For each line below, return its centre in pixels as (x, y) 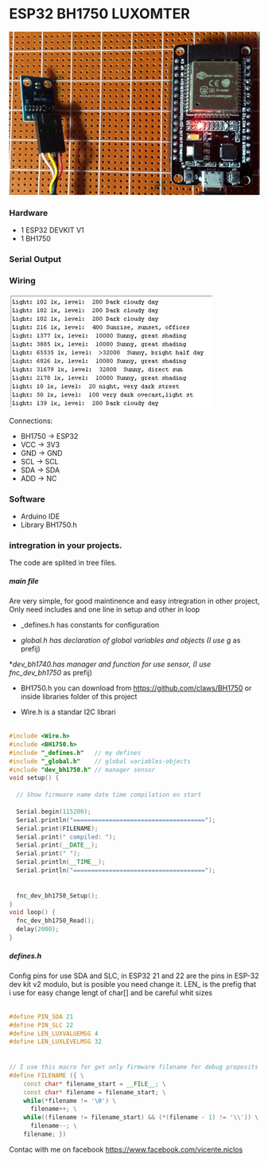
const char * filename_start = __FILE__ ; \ (95, 1084)
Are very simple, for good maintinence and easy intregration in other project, (134, 601)
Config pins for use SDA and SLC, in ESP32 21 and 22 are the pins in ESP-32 (134, 976)
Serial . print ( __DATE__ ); (57, 845)
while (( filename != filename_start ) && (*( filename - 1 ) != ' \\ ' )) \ (141, 1117)
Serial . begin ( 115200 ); (54, 812)
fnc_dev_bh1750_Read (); (55, 921)
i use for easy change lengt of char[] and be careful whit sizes (111, 992)
